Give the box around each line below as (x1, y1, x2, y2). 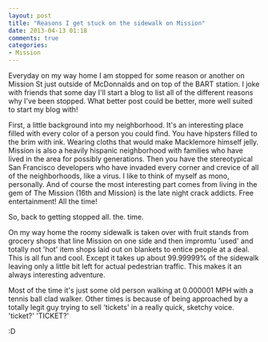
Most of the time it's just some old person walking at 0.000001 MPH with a (8, 285, 254, 295)
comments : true (8, 34, 59, 42)
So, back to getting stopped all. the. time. (8, 213, 144, 221)
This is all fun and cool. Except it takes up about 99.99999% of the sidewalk (8, 253, 259, 262)
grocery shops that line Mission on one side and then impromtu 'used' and (8, 237, 254, 245)
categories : (8, 42, 48, 50)
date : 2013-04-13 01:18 (8, 26, 88, 34)
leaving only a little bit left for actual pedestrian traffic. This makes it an (8, 261, 242, 271)
